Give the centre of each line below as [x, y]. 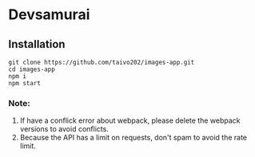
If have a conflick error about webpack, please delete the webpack [130, 120]
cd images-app [32, 69]
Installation [37, 44]
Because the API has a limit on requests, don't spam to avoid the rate [133, 138]
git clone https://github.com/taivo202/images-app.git [102, 62]
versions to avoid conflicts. [64, 129]
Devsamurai [49, 15]
